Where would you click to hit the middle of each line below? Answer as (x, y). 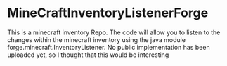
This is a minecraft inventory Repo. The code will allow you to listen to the (114, 32)
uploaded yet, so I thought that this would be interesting (88, 55)
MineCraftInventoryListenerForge (108, 13)
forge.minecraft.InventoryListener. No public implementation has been (109, 47)
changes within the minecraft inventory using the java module (97, 39)
